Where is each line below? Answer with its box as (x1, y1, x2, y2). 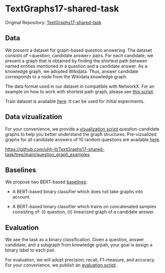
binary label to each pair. (5, 247, 56, 253)
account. (12, 194, 31, 200)
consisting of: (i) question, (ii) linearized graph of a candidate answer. (12, 209, 155, 215)
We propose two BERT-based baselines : (5, 179, 88, 185)
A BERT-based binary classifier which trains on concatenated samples (12, 204, 157, 210)
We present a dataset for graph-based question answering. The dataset (5, 47, 153, 53)
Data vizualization (5, 113, 62, 121)
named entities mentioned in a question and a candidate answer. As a (5, 63, 148, 69)
